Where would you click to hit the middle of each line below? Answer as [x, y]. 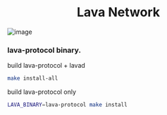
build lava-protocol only [42, 92]
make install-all [33, 78]
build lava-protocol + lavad [47, 66]
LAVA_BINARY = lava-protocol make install [68, 105]
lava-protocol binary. [44, 50]
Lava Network [118, 12]
